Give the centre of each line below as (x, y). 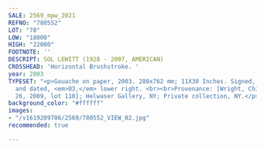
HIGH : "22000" (32, 45)
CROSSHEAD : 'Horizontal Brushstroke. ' (74, 67)
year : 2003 (26, 74)
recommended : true (38, 125)
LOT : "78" (24, 30)
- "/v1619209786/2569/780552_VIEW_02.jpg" (79, 118)
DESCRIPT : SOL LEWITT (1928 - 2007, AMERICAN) (86, 60)
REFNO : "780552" (35, 23)
